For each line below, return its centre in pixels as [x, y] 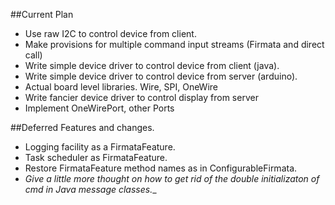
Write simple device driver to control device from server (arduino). [161, 76]
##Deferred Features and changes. [82, 127]
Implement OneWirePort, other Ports [99, 108]
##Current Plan [42, 14]
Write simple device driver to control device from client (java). [152, 65]
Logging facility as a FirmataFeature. [100, 147]
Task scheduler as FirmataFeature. [96, 157]
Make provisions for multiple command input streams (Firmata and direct [174, 44]
